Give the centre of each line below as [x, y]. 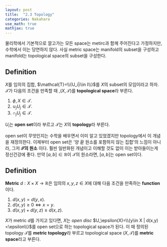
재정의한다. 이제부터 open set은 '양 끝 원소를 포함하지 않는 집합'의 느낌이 [81, 142]
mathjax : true [20, 28]
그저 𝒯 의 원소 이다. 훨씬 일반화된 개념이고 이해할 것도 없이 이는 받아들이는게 [85, 148]
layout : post [19, 10]
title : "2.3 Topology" [30, 14]
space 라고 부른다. [23, 239]
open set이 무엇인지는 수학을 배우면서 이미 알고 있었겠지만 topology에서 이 [79, 136]
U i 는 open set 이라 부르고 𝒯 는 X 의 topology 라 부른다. [58, 125]
